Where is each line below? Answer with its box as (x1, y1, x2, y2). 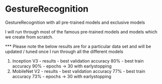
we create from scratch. (5, 34, 54, 40)
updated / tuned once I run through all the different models (5, 49, 124, 54)
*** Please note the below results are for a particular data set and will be (5, 43, 151, 49)
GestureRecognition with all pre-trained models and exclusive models (5, 19, 145, 25)
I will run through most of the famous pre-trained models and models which (5, 29, 158, 34)
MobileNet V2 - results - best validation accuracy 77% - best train (12, 68, 145, 74)
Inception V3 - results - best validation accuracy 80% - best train (12, 58, 144, 64)
